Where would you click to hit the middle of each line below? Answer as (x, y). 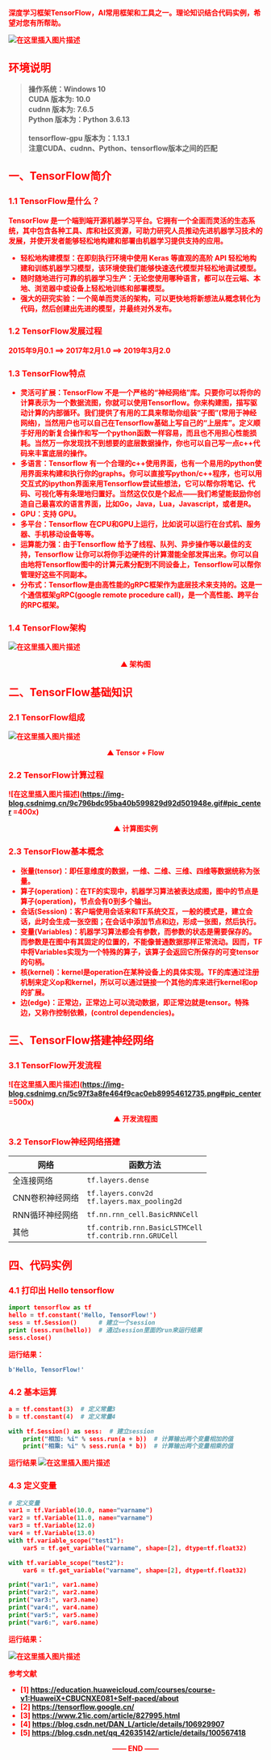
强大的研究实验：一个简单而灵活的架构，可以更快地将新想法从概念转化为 (140, 298)
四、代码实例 (40, 1266)
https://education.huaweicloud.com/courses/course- (123, 1690)
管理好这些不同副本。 (55, 575)
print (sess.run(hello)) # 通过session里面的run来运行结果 (105, 1330)
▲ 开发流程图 (135, 1119)
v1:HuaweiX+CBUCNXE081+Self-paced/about (99, 1698)
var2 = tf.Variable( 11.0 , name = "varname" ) (81, 1518)
